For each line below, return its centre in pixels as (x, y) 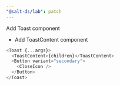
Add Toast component (33, 28)
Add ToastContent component (51, 39)
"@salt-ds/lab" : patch (34, 11)
